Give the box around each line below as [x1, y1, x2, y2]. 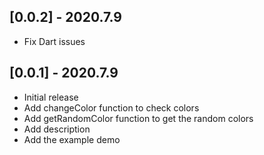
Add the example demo [23, 133, 121, 145]
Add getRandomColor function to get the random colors [23, 112, 254, 124]
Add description [23, 123, 91, 135]
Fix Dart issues [23, 35, 86, 47]
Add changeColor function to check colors [23, 101, 200, 114]
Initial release [23, 91, 79, 103]
